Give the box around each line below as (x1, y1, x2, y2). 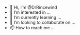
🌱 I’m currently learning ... (9, 15, 62, 20)
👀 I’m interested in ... (9, 9, 51, 15)
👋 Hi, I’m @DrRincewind (9, 5, 57, 10)
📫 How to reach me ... (9, 25, 55, 30)
